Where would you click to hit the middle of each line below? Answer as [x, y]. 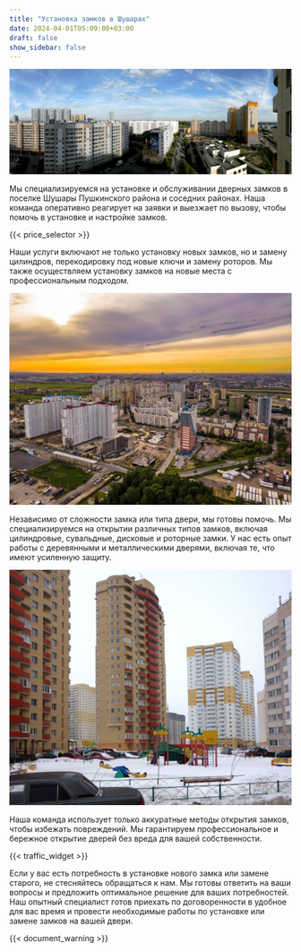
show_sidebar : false [48, 48]
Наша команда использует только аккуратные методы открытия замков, [149, 819]
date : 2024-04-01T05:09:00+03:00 [72, 28]
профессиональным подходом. [69, 281]
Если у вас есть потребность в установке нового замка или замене [139, 873]
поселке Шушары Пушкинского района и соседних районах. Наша [138, 198]
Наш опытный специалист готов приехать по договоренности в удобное [148, 902]
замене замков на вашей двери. [71, 921]
